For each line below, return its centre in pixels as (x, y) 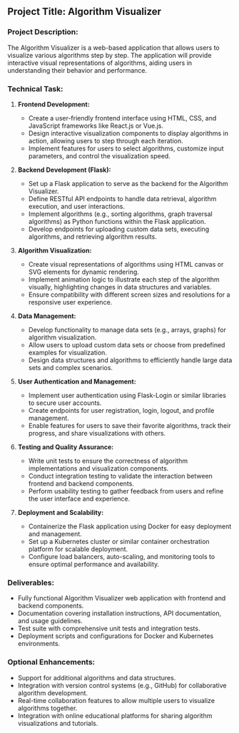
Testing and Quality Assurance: (66, 447)
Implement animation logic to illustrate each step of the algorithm (124, 279)
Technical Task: (35, 88)
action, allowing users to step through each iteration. (106, 140)
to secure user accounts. (65, 403)
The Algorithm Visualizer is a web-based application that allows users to (113, 47)
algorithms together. (47, 708)
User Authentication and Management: (77, 381)
